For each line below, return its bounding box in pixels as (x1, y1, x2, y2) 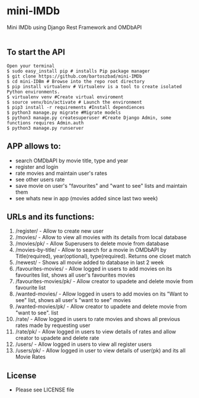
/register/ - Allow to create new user (15, 227, 104, 235)
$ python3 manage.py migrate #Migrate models (7, 110, 121, 115)
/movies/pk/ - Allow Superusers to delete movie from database (15, 240, 169, 247)
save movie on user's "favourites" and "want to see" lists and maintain (15, 182, 187, 189)
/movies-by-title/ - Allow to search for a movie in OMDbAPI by (15, 246, 167, 253)
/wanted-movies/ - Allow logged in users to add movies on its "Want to (15, 290, 188, 297)
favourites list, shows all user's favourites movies (15, 271, 136, 279)
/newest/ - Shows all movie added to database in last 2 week (15, 259, 165, 266)
